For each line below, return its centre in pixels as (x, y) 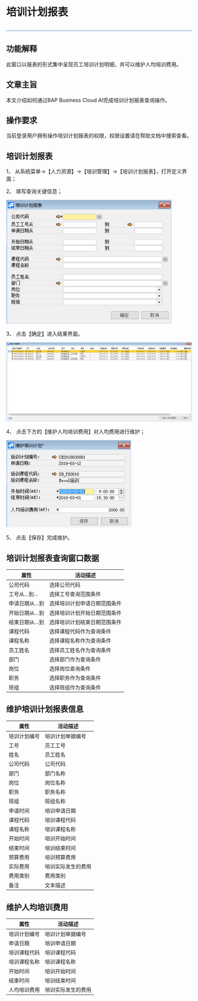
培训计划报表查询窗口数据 (52, 558)
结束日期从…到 (27, 622)
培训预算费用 (60, 857)
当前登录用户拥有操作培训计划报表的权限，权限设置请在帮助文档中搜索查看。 (99, 136)
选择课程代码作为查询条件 (80, 631)
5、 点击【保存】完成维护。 (39, 537)
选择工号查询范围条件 (75, 594)
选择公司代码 (65, 585)
